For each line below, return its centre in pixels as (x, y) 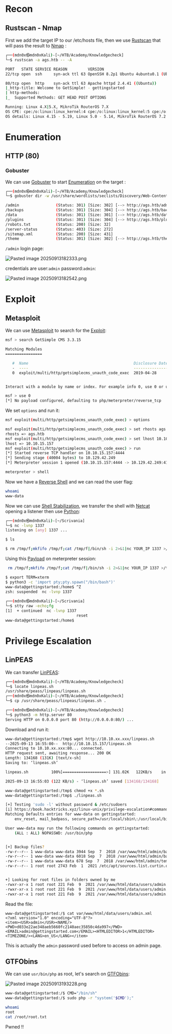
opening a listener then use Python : (43, 511)
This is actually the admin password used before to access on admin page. (84, 945)
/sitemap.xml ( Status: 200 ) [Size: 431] (59, 234)
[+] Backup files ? (25, 847)
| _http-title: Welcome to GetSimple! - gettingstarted (65, 88)
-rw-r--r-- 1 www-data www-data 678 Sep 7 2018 (59, 861)
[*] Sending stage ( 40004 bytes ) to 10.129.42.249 (60, 458)
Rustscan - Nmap (34, 28)
